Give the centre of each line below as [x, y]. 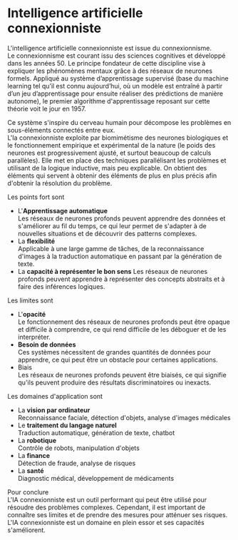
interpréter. [34, 337]
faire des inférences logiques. [61, 286]
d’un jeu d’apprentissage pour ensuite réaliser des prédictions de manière [115, 93]
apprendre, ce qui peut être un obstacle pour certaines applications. [118, 360]
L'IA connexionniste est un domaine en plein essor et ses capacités [106, 522]
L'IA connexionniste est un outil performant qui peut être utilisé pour [107, 499]
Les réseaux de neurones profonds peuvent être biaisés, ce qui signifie [122, 375]
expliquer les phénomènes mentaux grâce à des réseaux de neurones [110, 71]
